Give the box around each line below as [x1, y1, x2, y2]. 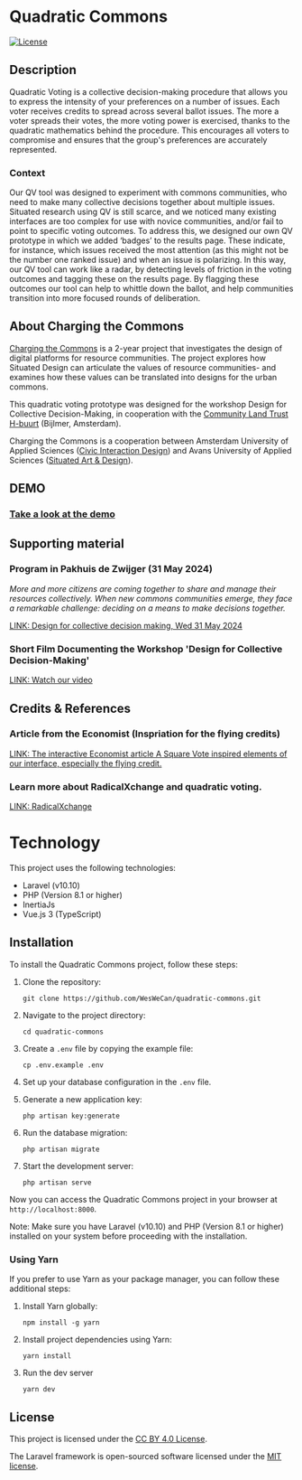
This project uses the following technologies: [9, 863, 176, 874]
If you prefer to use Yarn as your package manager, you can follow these [9, 1274, 279, 1285]
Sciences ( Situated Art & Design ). [9, 454, 133, 465]
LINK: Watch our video [9, 675, 93, 686]
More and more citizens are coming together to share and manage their [9, 583, 277, 594]
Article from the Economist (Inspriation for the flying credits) [9, 727, 281, 740]
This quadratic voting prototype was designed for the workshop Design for [9, 398, 287, 409]
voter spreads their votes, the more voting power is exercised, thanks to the [9, 115, 290, 126]
